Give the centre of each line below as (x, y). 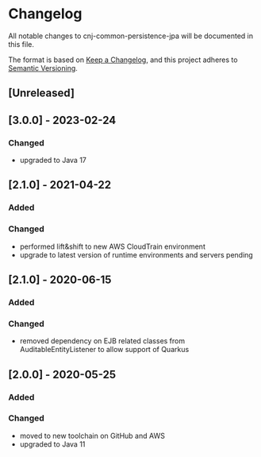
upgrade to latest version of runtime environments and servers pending (136, 254)
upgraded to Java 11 (52, 444)
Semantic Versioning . (43, 68)
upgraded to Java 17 (53, 161)
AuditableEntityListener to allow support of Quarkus (104, 350)
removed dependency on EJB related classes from (102, 341)
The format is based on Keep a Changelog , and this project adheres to (123, 60)
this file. (21, 44)
